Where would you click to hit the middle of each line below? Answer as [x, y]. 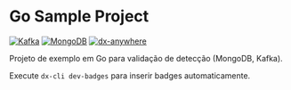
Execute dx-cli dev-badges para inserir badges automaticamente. [130, 75]
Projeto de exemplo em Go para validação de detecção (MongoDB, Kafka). [146, 58]
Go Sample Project [79, 16]
